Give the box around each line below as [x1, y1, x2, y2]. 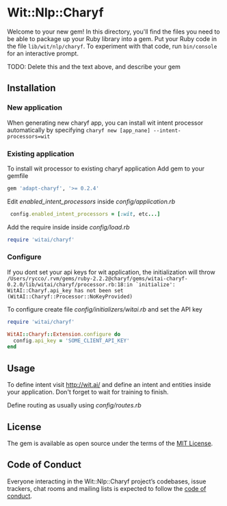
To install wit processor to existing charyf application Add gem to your [7, 164, 205, 173]
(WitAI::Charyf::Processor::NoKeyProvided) [7, 293, 133, 300]
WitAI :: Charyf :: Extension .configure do [7, 331, 121, 338]
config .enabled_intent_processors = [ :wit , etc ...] [10, 210, 161, 217]
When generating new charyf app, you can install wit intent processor [7, 118, 204, 127]
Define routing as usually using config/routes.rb [7, 401, 142, 409]
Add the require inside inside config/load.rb [7, 223, 130, 231]
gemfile [7, 171, 29, 179]
